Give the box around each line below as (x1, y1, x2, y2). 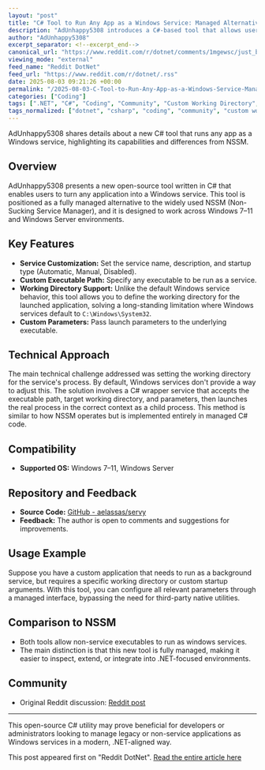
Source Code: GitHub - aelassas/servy (19, 507, 147, 517)
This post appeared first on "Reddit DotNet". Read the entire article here (8, 752, 242, 762)
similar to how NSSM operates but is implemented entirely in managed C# (8, 411, 248, 421)
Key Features (8, 238, 75, 251)
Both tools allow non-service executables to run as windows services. (19, 637, 247, 646)
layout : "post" (8, 11, 58, 20)
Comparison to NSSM (8, 616, 117, 629)
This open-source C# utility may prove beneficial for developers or (8, 720, 225, 730)
